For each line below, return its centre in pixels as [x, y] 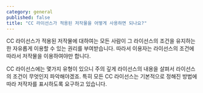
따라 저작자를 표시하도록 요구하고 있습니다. [57, 84]
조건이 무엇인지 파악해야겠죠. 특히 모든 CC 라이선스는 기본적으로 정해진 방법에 [105, 77]
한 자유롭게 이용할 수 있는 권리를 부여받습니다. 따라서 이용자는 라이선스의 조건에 [100, 48]
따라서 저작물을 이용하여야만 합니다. [49, 56]
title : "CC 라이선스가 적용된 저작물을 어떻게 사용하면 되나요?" [77, 23]
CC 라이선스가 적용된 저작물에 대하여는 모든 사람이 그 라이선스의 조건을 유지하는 [101, 41]
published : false [28, 18]
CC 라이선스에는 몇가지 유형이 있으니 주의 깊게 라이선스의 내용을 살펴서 [91, 69]
